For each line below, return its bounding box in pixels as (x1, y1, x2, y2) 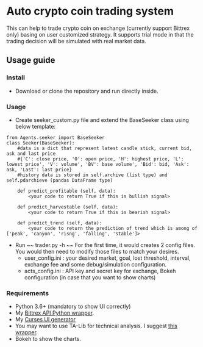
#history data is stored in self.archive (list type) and (17, 172, 168, 178)
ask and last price (6, 151, 56, 157)
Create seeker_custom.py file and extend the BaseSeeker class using (15, 116, 189, 123)
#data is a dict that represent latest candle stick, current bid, (17, 145, 192, 151)
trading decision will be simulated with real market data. (6, 37, 146, 45)
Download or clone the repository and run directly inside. (15, 87, 158, 95)
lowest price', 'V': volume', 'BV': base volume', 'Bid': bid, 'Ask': (6, 161, 190, 167)
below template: (15, 123, 56, 130)
